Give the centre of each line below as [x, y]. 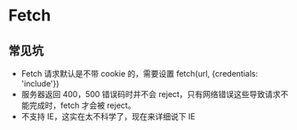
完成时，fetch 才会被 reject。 [82, 105]
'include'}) [40, 84]
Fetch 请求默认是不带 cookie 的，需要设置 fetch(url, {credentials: [140, 73]
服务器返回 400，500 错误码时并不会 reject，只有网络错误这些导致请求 [151, 94]
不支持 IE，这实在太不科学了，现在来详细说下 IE [108, 116]
